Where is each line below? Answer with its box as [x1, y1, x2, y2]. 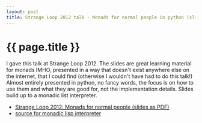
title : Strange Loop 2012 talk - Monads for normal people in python [6, 14, 185, 20]
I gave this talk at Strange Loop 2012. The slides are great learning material [6, 60, 192, 67]
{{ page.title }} [6, 40, 81, 54]
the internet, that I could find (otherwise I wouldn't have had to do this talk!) [6, 73, 193, 80]
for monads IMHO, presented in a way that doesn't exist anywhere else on [6, 67, 190, 74]
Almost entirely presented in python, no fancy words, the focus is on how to [6, 79, 194, 86]
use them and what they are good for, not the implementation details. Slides [6, 85, 194, 93]
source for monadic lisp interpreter [14, 110, 102, 117]
